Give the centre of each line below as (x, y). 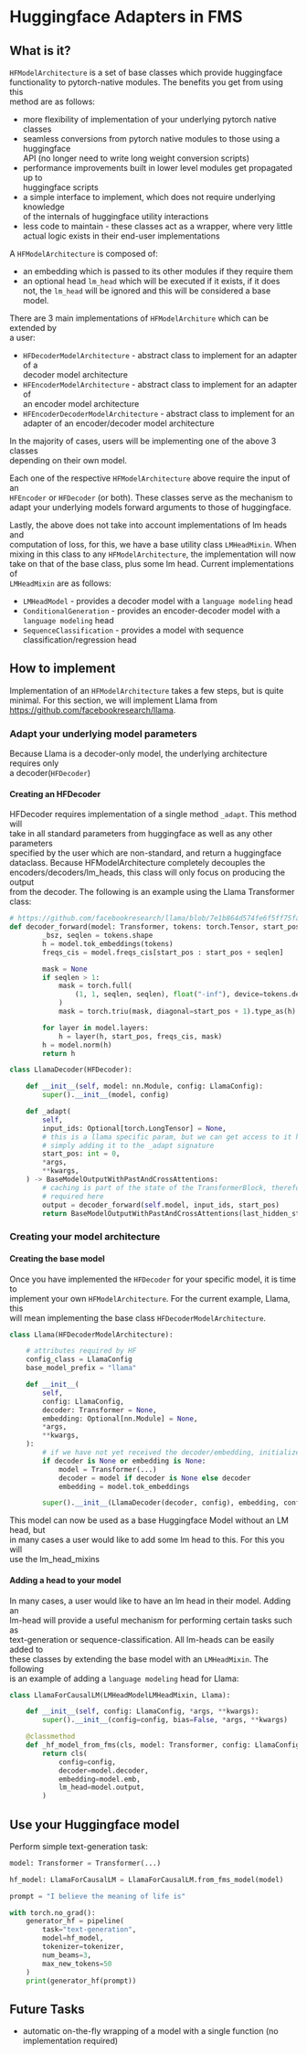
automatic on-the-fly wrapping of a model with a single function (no (150, 2031)
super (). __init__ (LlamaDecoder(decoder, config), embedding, (161, 1503)
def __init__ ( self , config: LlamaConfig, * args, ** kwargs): (143, 1711)
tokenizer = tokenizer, (84, 1947)
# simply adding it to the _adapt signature (128, 1145)
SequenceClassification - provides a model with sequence (133, 630)
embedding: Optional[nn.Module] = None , (120, 1419)
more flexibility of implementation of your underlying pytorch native (149, 119)
